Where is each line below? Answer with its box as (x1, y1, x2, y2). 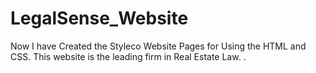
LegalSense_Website (10, 7, 189, 30)
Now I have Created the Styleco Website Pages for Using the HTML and (10, 40, 307, 52)
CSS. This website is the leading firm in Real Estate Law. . (10, 50, 247, 62)
